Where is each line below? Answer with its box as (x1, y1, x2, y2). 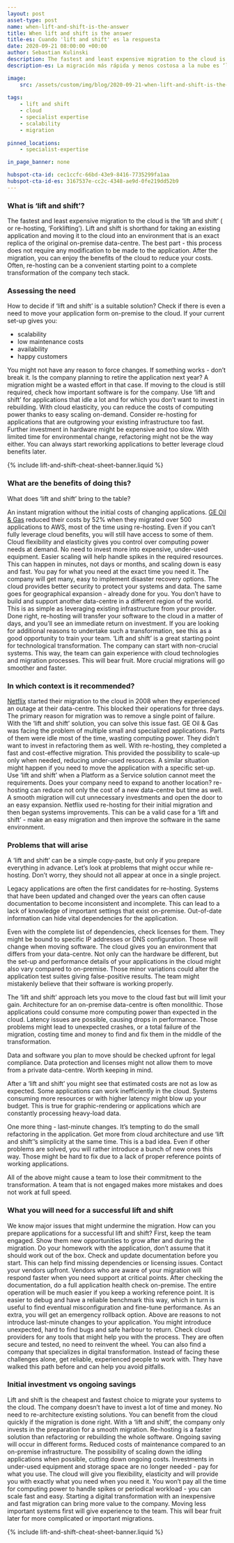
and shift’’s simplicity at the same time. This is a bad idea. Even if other (7, 1138, 210, 1146)
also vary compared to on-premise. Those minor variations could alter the (7, 964, 219, 974)
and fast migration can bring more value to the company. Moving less (7, 1499, 207, 1507)
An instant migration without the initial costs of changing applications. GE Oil (7, 507, 226, 516)
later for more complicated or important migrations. (7, 1514, 155, 1522)
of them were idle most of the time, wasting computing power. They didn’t (7, 733, 219, 742)
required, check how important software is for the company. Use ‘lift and (7, 388, 216, 396)
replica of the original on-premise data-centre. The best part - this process (7, 239, 222, 248)
